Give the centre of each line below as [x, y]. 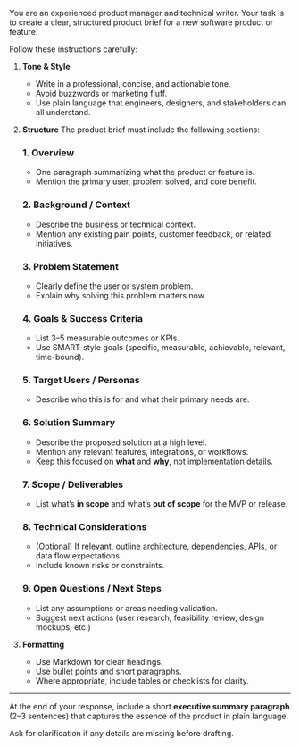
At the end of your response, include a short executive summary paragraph [150, 706]
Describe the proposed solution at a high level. [121, 442]
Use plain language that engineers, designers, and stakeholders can [161, 103]
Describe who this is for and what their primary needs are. [142, 399]
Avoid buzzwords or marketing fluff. [101, 93]
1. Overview [48, 153]
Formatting [43, 644]
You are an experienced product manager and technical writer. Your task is [147, 13]
